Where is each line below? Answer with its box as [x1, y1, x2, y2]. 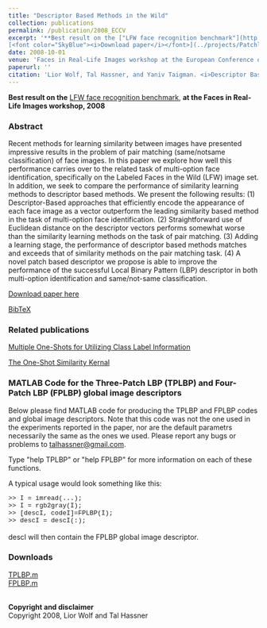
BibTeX [8, 304, 32, 314]
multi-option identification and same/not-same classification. [8, 273, 208, 283]
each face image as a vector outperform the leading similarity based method [8, 206, 259, 215]
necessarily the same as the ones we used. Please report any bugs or [8, 430, 237, 441]
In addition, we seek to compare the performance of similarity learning [8, 180, 239, 191]
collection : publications [8, 19, 94, 27]
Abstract [8, 121, 44, 132]
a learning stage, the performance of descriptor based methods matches [8, 240, 247, 249]
